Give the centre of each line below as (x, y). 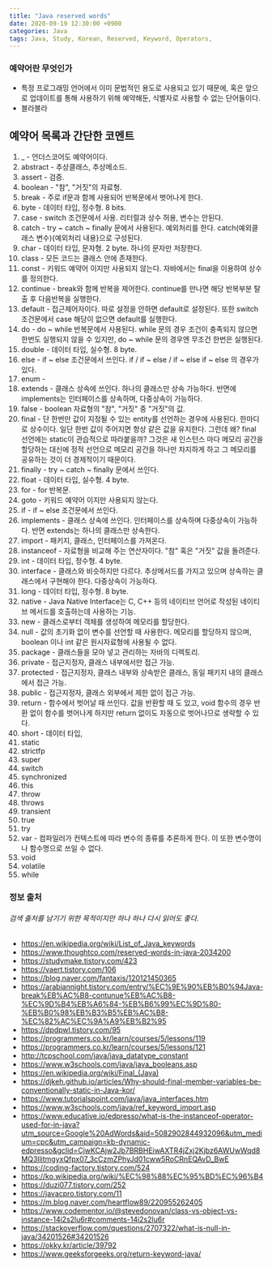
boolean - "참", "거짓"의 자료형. (71, 187)
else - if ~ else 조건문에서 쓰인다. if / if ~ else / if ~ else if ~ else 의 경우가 (140, 360)
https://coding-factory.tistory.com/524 (85, 1168)
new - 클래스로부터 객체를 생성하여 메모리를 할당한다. (105, 622)
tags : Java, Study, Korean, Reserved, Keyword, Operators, (111, 39)
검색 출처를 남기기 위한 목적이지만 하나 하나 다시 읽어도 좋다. (104, 918)
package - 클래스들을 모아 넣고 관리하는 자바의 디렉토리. (110, 652)
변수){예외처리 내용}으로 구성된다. (89, 238)
